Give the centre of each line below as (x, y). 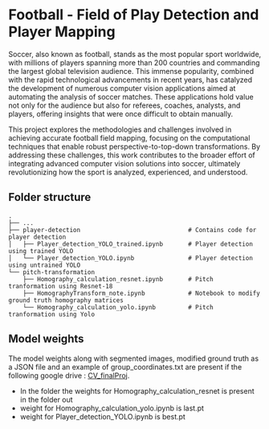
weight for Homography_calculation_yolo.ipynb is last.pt (112, 408)
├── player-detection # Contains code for (132, 230)
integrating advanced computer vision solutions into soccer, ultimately (124, 163)
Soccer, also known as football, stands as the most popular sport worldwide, (135, 54)
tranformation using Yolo (51, 314)
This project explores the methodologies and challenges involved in (120, 129)
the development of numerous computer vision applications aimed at (122, 88)
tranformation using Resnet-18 (61, 286)
